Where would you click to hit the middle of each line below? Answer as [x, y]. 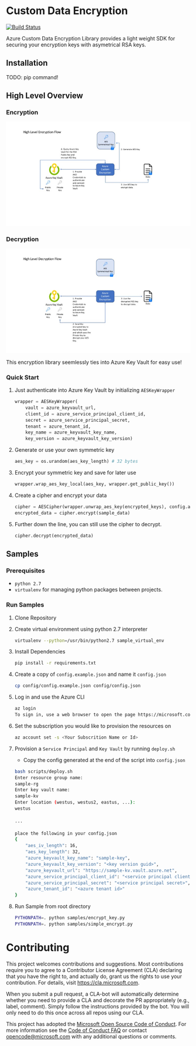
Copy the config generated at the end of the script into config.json [104, 760]
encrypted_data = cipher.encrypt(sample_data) [72, 513]
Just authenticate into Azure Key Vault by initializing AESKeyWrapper [95, 390]
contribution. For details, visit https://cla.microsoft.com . [73, 982]
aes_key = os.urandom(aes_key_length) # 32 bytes [76, 462]
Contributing [38, 948]
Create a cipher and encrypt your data [61, 495]
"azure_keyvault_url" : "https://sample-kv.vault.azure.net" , [101, 870]
